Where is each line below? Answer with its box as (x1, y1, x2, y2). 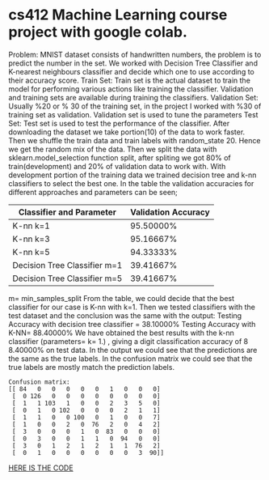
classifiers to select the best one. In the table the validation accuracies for (8, 178, 254, 188)
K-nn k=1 (12, 220, 50, 232)
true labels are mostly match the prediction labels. (8, 362, 175, 372)
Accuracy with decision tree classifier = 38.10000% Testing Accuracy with (8, 319, 256, 329)
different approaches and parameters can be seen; (8, 187, 178, 197)
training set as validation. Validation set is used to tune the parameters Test (8, 109, 258, 119)
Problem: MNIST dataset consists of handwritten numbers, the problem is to (8, 49, 262, 59)
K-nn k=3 (12, 233, 50, 244)
